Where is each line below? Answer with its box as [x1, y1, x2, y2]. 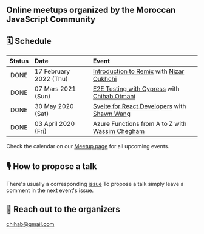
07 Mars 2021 [34, 84, 76, 93]
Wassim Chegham [93, 127, 144, 136]
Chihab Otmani [93, 92, 135, 101]
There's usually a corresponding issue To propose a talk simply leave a [6, 181, 184, 188]
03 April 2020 [34, 120, 75, 128]
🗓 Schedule [6, 36, 52, 46]
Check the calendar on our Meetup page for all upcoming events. [6, 143, 170, 150]
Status [9, 57, 29, 66]
